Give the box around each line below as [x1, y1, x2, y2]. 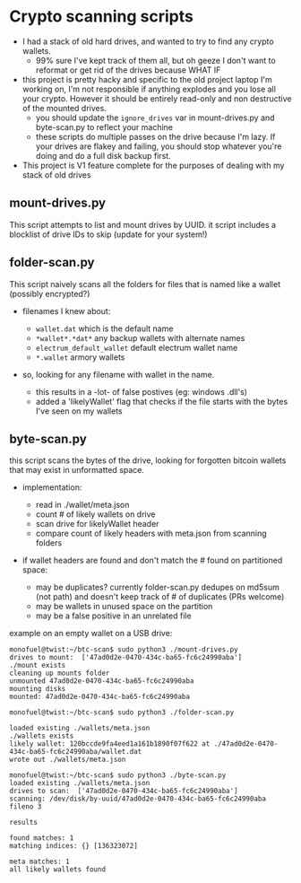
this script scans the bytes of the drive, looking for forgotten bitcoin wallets [9, 455, 287, 466]
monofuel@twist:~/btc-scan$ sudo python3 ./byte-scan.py [9, 771, 227, 780]
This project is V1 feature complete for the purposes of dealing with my [21, 160, 285, 170]
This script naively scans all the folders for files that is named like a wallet [9, 278, 281, 289]
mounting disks [9, 685, 66, 694]
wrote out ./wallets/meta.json [9, 756, 126, 765]
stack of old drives [21, 169, 91, 180]
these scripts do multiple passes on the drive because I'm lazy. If [35, 131, 276, 142]
